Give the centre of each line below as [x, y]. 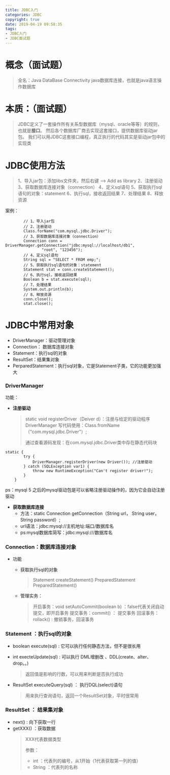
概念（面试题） [37, 65]
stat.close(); [38, 303]
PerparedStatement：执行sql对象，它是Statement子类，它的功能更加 [84, 366]
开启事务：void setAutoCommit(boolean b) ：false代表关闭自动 [98, 607]
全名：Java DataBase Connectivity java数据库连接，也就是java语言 [87, 80]
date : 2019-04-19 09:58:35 [34, 24]
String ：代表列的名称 [55, 767]
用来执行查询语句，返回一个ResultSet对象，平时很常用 [82, 696]
